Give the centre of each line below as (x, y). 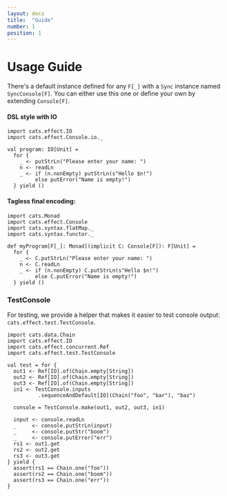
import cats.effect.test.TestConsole (61, 353)
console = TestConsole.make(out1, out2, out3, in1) (89, 407)
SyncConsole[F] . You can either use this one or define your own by (101, 93)
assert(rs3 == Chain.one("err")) (61, 480)
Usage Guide (45, 67)
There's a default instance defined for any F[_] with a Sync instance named (114, 86)
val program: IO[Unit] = (43, 149)
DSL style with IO (32, 117)
